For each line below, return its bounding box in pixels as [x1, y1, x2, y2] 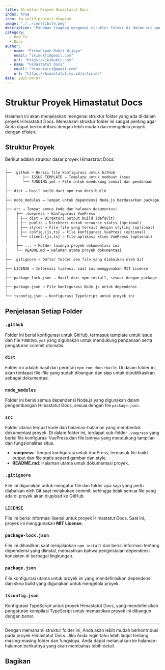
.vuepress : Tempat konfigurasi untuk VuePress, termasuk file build [12, 450, 148, 456]
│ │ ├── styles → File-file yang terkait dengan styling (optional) [5, 225, 155, 230]
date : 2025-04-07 [5, 76, 41, 81]
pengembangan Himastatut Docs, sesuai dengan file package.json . [5, 403, 140, 408]
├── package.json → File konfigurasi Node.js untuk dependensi [5, 285, 137, 290]
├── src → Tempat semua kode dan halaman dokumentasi [5, 207, 118, 212]
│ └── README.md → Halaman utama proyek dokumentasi [5, 248, 122, 253]
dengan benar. [5, 613, 34, 619]
